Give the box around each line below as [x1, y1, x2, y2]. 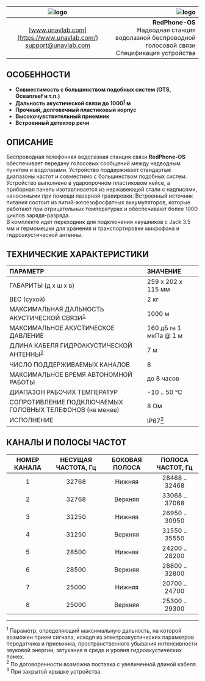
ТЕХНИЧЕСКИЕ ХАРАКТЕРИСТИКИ [6, 249, 149, 259]
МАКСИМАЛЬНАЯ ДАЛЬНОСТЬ [9, 305, 104, 314]
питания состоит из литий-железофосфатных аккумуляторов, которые [6, 199, 191, 206]
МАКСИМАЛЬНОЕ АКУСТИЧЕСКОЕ [9, 324, 115, 332]
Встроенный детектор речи [15, 119, 90, 127]
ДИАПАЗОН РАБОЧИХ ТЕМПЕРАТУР [9, 388, 118, 396]
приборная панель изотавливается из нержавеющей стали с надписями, [6, 186, 197, 193]
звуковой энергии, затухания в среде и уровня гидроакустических [6, 646, 182, 653]
